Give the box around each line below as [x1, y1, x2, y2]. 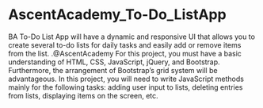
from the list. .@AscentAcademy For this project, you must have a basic [8, 48, 242, 58]
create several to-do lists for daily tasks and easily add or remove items [8, 40, 242, 49]
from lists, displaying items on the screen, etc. [8, 91, 158, 100]
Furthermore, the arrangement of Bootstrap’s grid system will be [8, 65, 218, 75]
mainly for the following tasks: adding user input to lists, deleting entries [8, 82, 243, 92]
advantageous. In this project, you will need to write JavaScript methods [8, 74, 244, 83]
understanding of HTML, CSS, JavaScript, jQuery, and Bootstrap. [8, 57, 220, 67]
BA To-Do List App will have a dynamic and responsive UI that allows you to [8, 32, 256, 41]
